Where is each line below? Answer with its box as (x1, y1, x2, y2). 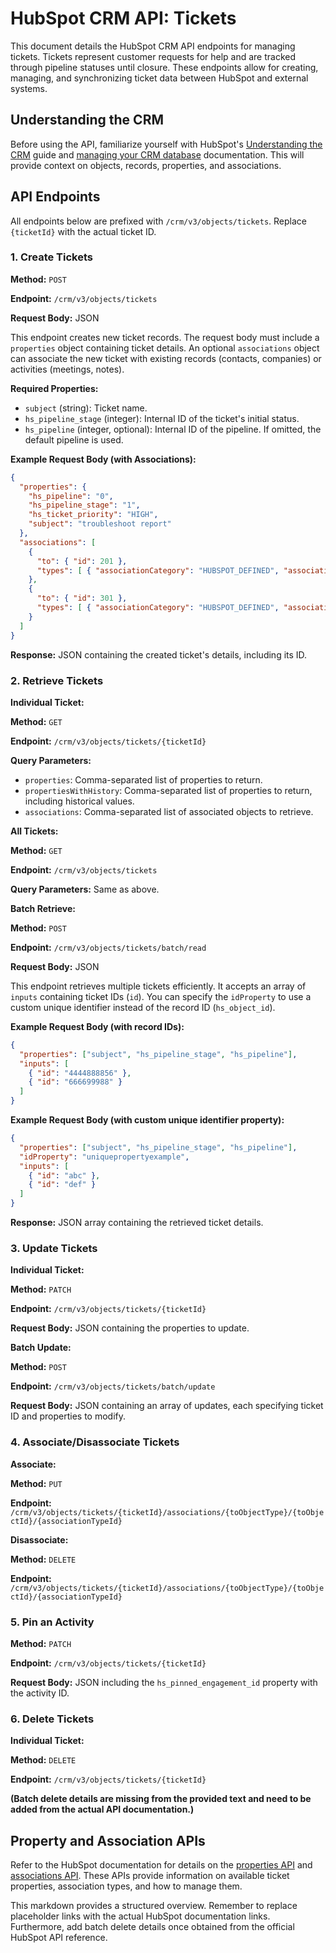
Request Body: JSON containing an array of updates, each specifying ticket (10, 1400, 324, 1412)
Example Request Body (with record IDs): (10, 1020, 185, 1032)
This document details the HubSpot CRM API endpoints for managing (10, 40, 296, 52)
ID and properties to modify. (10, 1410, 126, 1422)
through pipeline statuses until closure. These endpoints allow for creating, (10, 61, 319, 73)
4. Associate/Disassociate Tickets (10, 1435, 180, 1449)
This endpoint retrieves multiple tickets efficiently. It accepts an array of (10, 980, 307, 992)
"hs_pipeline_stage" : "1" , (28, 500, 141, 511)
